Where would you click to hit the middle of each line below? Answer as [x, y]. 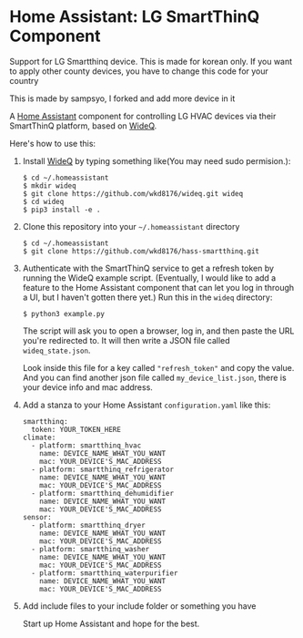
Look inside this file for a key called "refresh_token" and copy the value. [158, 367]
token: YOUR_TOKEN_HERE [76, 429]
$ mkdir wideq [49, 185]
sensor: [37, 517]
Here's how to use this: [53, 143]
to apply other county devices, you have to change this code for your [139, 71]
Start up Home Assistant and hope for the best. [111, 623]
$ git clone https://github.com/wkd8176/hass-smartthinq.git [141, 251]
